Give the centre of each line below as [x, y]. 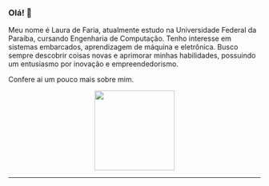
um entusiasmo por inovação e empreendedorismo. [93, 64]
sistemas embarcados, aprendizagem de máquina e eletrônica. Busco [123, 47]
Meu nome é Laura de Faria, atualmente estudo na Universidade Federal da [132, 30]
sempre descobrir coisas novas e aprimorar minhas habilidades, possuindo [132, 56]
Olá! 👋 [20, 13]
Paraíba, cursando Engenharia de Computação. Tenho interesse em [120, 38]
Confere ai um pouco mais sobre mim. [71, 80]
